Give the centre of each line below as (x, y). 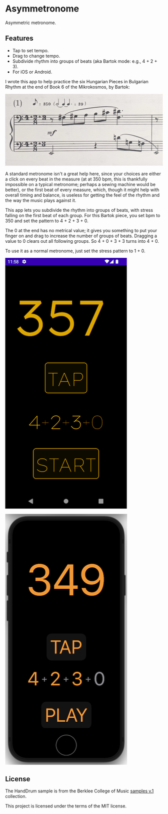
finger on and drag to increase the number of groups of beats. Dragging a (81, 236)
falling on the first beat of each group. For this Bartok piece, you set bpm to (83, 216)
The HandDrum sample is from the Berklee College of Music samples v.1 (79, 791)
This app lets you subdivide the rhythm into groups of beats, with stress (79, 210)
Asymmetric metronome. (31, 23)
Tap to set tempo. (30, 50)
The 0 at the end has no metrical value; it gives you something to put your (81, 231)
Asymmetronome (42, 9)
